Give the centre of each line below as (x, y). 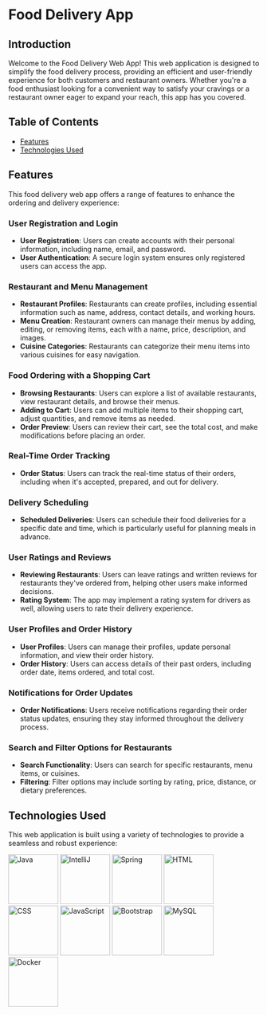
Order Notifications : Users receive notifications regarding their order (133, 710)
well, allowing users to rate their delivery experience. (106, 608)
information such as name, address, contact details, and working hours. (137, 313)
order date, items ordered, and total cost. (87, 672)
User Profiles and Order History (71, 629)
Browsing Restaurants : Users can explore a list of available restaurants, (138, 393)
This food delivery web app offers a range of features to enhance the (122, 194)
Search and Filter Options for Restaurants (90, 747)
